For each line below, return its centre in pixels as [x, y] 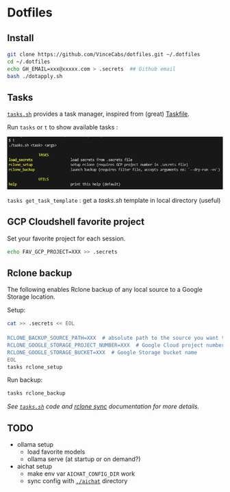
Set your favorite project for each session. [66, 238]
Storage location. [31, 297]
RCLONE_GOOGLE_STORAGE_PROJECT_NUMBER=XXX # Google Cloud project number [116, 345]
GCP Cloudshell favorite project [76, 222]
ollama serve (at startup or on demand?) [84, 459]
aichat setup [35, 467]
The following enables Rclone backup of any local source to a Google [105, 290]
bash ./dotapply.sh [35, 76]
